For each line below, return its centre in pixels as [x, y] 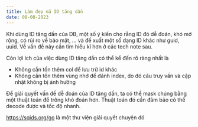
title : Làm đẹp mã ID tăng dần [45, 12]
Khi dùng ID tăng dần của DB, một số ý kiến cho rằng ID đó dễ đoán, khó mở [99, 34]
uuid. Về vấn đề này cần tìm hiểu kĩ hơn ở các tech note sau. [79, 46]
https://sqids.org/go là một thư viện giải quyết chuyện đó [75, 117]
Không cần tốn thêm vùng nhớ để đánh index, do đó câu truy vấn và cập [103, 76]
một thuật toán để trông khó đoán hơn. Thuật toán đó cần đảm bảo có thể [96, 100]
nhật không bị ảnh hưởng [45, 82]
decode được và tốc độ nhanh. [43, 106]
